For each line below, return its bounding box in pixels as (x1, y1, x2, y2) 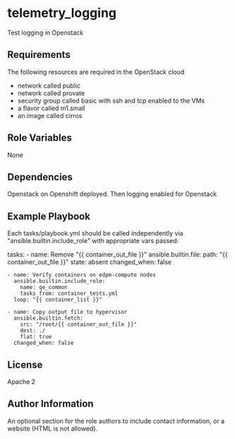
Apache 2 (7, 377, 36, 386)
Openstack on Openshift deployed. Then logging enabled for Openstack (7, 189, 217, 199)
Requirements (7, 49, 71, 61)
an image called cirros (17, 111, 83, 119)
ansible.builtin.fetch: (13, 315, 83, 322)
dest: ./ (20, 327, 46, 334)
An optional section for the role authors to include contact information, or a (7, 416, 225, 425)
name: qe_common (20, 284, 68, 291)
